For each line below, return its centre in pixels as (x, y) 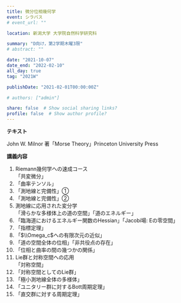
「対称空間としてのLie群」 (47, 272)
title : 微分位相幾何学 (31, 11)
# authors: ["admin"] (33, 98)
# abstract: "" (25, 50)
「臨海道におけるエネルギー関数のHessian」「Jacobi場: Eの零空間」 (97, 220)
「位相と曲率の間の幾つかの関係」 (56, 250)
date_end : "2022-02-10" (36, 65)
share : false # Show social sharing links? (62, 108)
